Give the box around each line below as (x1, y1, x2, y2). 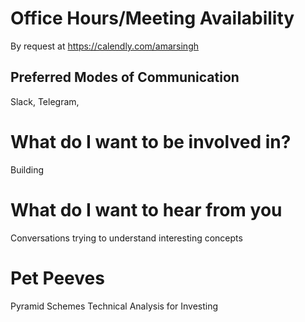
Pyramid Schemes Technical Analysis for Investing (10, 300, 219, 312)
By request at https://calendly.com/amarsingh (10, 40, 200, 52)
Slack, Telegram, (10, 95, 80, 107)
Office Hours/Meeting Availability (10, 7, 295, 30)
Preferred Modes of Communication (10, 69, 240, 86)
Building (10, 163, 45, 176)
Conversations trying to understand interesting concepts (10, 232, 243, 244)
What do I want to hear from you (10, 198, 283, 221)
